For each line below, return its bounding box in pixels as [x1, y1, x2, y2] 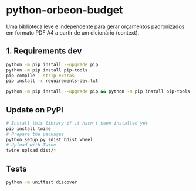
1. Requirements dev [6, 46, 82, 56]
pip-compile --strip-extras [6, 73, 75, 79]
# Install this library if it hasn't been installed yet [6, 120, 148, 126]
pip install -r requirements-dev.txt [6, 78, 99, 84]
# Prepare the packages [6, 131, 65, 137]
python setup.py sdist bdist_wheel [6, 137, 93, 142]
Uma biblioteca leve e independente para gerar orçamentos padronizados [6, 23, 185, 30]
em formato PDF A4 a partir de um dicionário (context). [6, 29, 140, 36]
